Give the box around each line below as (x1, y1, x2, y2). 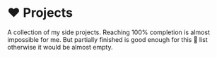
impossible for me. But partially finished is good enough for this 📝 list (7, 35, 209, 43)
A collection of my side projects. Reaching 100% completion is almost (7, 28, 211, 36)
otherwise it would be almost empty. (7, 43, 113, 51)
